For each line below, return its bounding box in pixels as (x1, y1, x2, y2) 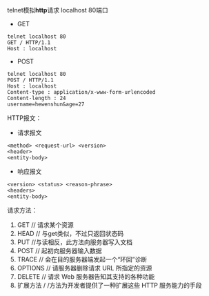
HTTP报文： (7, 114, 42, 122)
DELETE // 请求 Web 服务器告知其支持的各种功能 (17, 273, 155, 281)
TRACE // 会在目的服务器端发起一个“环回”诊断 (17, 255, 147, 264)
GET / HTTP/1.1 (7, 39, 51, 46)
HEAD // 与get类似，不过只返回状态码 (17, 230, 124, 237)
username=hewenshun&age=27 (7, 101, 85, 108)
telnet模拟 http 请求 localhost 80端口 (7, 6, 108, 14)
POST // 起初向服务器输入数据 (17, 247, 102, 255)
